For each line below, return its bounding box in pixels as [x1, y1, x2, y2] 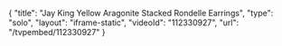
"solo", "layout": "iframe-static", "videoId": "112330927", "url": [8, 17, 240, 28]
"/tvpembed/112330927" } [8, 27, 106, 37]
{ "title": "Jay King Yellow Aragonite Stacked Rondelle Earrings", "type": [8, 8, 274, 18]
